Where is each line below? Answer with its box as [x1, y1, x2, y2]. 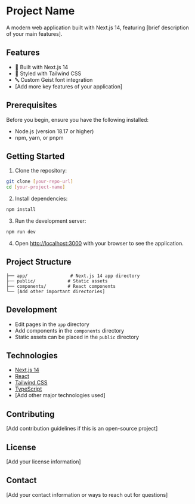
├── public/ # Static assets [6, 278, 109, 284]
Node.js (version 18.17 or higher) [14, 127, 94, 135]
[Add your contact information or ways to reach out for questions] [6, 491, 168, 498]
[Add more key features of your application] [14, 82, 123, 90]
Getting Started [6, 151, 65, 161]
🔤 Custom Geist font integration [14, 76, 93, 83]
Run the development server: [14, 217, 86, 225]
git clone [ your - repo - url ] [6, 179, 73, 185]
